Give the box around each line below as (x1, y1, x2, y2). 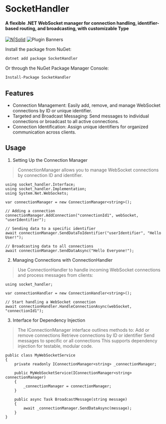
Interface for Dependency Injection (12, 317, 86, 323)
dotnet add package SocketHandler (5, 56, 78, 61)
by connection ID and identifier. (17, 172, 83, 178)
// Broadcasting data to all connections (5, 244, 94, 249)
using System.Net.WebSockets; (5, 191, 69, 196)
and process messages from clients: (17, 272, 93, 278)
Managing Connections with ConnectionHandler (12, 257, 113, 263)
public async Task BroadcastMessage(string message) (14, 397, 128, 402)
